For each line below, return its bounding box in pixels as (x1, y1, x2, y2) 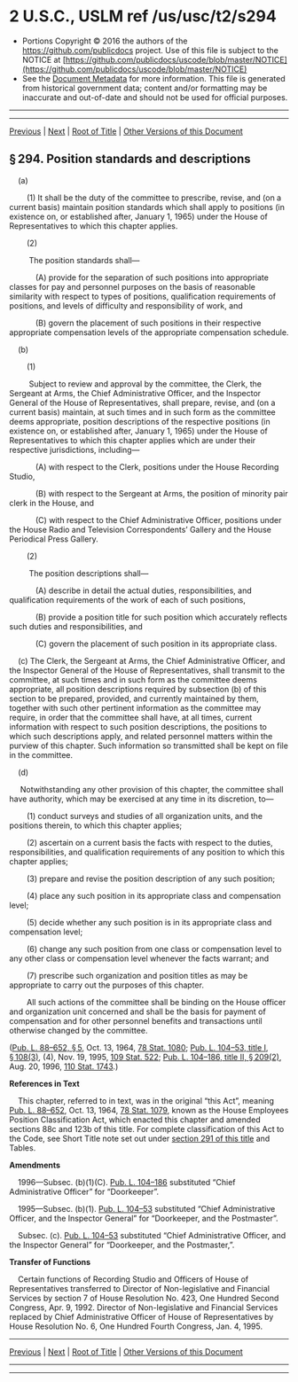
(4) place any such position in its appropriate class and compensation (26, 890, 281, 901)
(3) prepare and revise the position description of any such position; (26, 873, 276, 884)
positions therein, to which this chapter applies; (9, 820, 183, 831)
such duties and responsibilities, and (9, 621, 144, 631)
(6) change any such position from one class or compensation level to (26, 943, 282, 954)
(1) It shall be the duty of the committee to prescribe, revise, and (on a (26, 192, 282, 203)
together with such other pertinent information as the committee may (9, 702, 262, 713)
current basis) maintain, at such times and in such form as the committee (9, 406, 277, 418)
